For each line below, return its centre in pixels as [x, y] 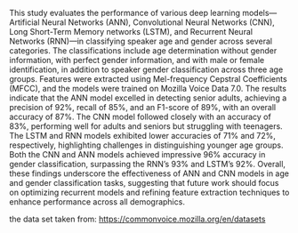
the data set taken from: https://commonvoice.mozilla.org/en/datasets [137, 219]
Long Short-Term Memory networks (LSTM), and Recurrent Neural [131, 32]
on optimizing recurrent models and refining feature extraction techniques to [149, 192]
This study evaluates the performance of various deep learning [125, 13]
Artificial [24, 22]
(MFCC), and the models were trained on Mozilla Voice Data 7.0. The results [148, 88]
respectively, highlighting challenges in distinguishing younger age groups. [146, 145]
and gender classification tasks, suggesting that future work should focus [144, 183]
